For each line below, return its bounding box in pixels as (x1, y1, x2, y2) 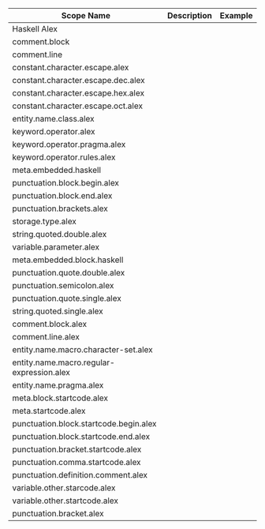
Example (219, 10, 253, 21)
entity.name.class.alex (12, 114, 95, 124)
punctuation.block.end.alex (12, 190, 113, 201)
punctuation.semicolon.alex (12, 280, 114, 291)
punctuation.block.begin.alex (12, 178, 120, 188)
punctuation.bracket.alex (12, 508, 104, 519)
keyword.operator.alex (12, 126, 95, 137)
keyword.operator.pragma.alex (12, 139, 126, 149)
